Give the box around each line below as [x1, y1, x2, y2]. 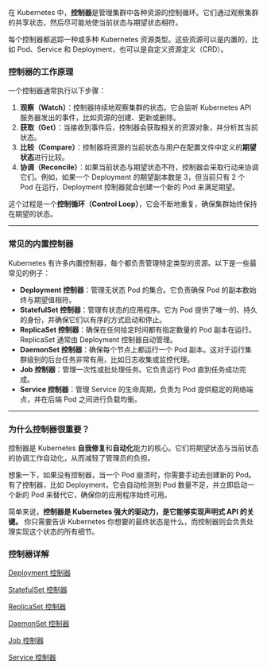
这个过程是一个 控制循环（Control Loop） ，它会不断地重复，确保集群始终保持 [8, 199, 257, 209]
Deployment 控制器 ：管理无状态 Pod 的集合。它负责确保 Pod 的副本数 [19, 285, 250, 294]
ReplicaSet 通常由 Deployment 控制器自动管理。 [19, 334, 177, 344]
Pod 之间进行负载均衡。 [63, 394, 141, 404]
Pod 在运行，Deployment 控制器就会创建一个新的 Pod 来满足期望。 [19, 182, 240, 192]
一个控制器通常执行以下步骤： [8, 86, 106, 95]
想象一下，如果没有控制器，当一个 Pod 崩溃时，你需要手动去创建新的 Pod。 [8, 469, 256, 480]
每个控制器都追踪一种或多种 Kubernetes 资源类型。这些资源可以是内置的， [8, 35, 252, 44]
